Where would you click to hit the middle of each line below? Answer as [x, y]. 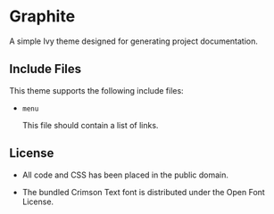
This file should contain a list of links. [90, 125]
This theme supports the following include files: [97, 90]
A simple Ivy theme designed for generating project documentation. [134, 41]
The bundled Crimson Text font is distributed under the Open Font [143, 192]
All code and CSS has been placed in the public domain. [125, 175]
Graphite [42, 16]
